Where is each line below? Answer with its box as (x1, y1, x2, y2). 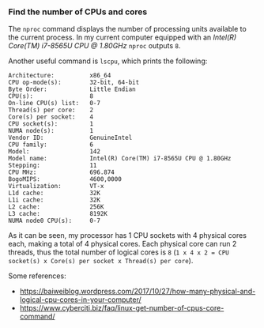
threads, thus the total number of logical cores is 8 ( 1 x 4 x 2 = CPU (8, 247, 229, 257)
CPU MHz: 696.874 (8, 168, 115, 176)
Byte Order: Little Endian (8, 85, 136, 93)
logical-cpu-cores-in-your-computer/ (19, 295, 142, 304)
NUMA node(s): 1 (8, 127, 93, 135)
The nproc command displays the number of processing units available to (8, 25, 247, 34)
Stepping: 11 (8, 161, 97, 170)
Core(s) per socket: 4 (8, 113, 93, 121)
